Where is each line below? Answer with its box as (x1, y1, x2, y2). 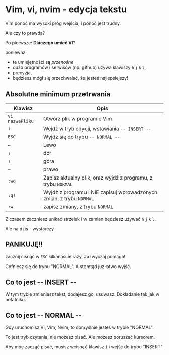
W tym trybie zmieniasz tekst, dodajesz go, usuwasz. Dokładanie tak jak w (5, 291, 160, 297)
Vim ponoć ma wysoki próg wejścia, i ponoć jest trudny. (5, 20, 121, 26)
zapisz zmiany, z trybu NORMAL (43, 203, 114, 210)
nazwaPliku (8, 118, 34, 124)
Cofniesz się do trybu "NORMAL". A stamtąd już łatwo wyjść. (5, 263, 132, 270)
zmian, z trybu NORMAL (43, 195, 94, 202)
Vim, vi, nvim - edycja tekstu (5, 4, 127, 15)
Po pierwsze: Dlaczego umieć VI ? (5, 39, 75, 46)
